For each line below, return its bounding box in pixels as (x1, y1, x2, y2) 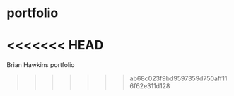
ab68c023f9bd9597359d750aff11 (129, 74, 228, 83)
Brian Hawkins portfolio (6, 61, 75, 69)
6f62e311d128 (129, 82, 170, 90)
